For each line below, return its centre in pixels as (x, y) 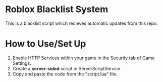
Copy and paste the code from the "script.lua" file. (65, 74)
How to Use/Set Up (46, 44)
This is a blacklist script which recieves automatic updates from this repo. (82, 23)
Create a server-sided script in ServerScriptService (66, 68)
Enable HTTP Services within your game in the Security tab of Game (84, 58)
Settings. (22, 63)
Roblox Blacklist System (57, 9)
